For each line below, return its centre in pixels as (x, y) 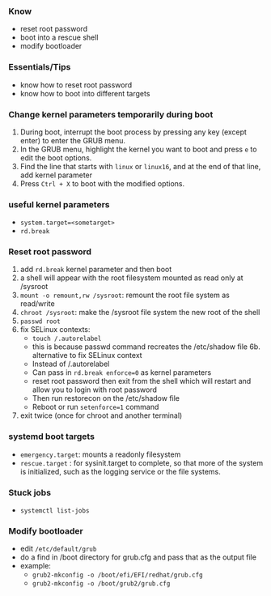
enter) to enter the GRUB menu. (73, 140)
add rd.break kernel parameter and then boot (96, 270)
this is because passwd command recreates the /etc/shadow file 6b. (146, 347)
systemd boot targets (52, 436)
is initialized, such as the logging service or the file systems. (120, 471)
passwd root (40, 321)
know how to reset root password (76, 85)
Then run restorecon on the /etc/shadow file (106, 398)
